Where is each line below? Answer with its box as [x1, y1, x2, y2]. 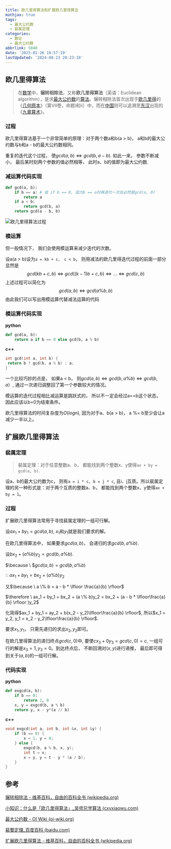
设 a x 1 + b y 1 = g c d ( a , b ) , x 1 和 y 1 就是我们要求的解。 [5, 528, 109, 535]
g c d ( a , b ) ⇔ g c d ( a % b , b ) [58, 288, 113, 294]
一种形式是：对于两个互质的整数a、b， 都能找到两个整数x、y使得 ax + [18, 484, 165, 490]
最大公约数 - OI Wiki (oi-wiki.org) [5, 816, 75, 822]
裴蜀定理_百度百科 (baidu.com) [5, 827, 70, 833]
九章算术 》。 [22, 109, 47, 115]
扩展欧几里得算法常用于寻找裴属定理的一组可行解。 [5, 517, 113, 524]
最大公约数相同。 [40, 141, 77, 148]
